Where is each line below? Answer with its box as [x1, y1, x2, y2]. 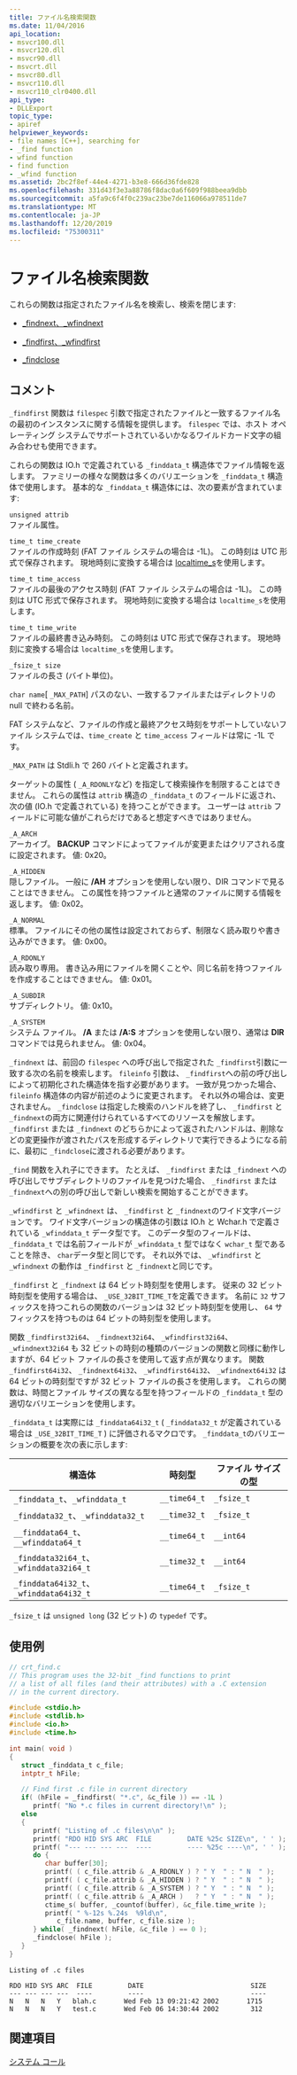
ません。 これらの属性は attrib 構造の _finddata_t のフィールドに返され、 [9, 790, 281, 800]
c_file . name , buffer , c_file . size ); [56, 1916, 196, 1926]
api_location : [9, 29, 62, 38]
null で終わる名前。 [9, 700, 80, 711]
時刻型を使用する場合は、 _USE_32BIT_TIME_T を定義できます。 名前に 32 [9, 1291, 269, 1301]
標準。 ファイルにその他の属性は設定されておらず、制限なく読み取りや [9, 925, 266, 936]
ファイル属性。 [9, 519, 64, 530]
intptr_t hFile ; [20, 1769, 81, 1778]
